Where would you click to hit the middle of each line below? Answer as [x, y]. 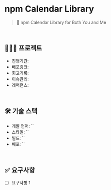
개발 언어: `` [23, 126]
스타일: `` [20, 132]
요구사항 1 [21, 183]
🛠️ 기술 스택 [21, 111]
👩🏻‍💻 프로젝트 [23, 48]
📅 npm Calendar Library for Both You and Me [61, 22]
